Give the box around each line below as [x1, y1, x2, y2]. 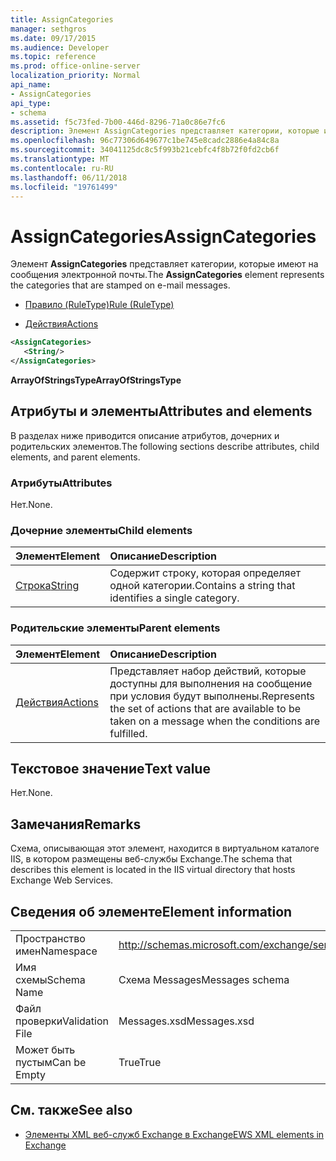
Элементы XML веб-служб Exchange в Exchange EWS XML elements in [24, 1128, 325, 1140]
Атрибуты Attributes [10, 476, 113, 490]
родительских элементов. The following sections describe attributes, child [10, 440, 320, 452]
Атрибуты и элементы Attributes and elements [10, 403, 313, 420]
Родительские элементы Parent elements [10, 621, 221, 635]
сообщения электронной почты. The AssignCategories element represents [10, 269, 325, 281]
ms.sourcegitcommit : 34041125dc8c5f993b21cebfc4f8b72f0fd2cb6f [10, 145, 280, 155]
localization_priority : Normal [10, 71, 141, 81]
